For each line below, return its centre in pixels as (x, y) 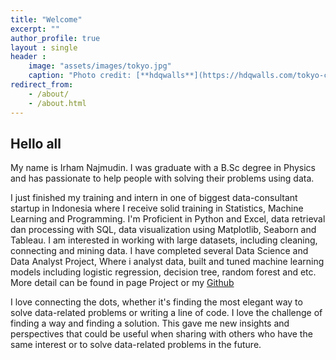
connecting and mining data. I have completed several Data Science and (159, 251)
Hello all (36, 143)
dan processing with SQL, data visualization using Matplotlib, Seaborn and (163, 230)
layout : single (44, 47)
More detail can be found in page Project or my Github (122, 283)
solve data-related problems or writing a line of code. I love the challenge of (166, 313)
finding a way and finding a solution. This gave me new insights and (150, 323)
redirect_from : (42, 85)
